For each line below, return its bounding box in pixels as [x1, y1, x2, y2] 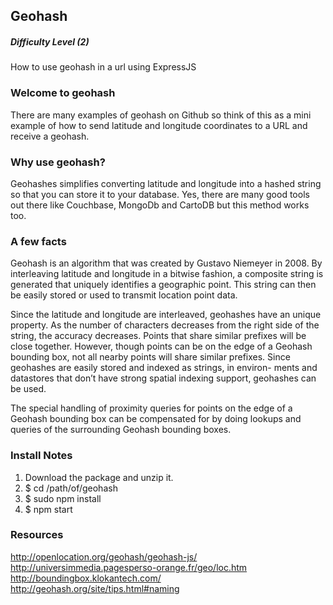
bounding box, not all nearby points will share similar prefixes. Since [10, 351, 291, 363]
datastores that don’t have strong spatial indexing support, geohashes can [10, 372, 317, 384]
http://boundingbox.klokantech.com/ [10, 572, 162, 584]
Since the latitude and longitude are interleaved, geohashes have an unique [10, 309, 322, 321]
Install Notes [10, 449, 73, 463]
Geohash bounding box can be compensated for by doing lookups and [10, 413, 302, 425]
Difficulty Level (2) [10, 35, 90, 48]
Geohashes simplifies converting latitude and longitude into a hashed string [10, 177, 322, 189]
